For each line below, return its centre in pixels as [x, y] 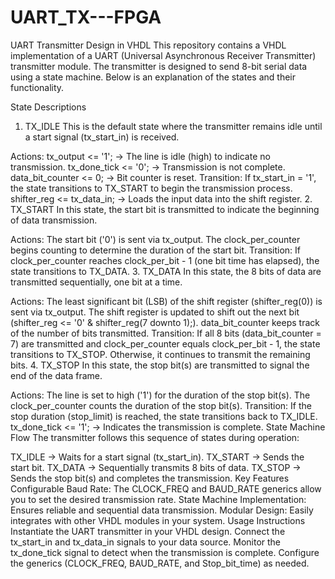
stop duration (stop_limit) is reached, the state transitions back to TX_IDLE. [164, 416]
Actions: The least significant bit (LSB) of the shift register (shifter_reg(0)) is [166, 301]
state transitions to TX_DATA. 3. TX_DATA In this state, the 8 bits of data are [166, 271]
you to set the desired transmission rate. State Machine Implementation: [158, 499]
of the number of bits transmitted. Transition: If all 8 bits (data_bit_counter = [166, 333]
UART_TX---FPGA [86, 17]
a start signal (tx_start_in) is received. [102, 137]
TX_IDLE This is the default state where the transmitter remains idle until [173, 126]
